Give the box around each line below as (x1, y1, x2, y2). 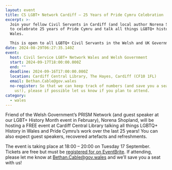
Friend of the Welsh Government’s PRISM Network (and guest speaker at (5, 112, 159, 118)
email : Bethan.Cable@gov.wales (10, 79, 77, 84)
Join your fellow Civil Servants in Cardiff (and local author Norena (10, 22, 164, 27)
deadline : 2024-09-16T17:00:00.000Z (10, 69, 88, 74)
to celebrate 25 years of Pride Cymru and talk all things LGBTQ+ (10, 27, 155, 32)
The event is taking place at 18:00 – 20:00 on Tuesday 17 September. (5, 143, 150, 150)
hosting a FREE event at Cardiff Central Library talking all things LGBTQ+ (5, 122, 158, 129)
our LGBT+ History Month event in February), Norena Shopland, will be (5, 117, 154, 123)
